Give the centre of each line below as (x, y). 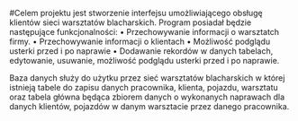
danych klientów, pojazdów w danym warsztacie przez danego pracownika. (149, 106)
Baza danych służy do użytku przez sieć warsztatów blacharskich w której (147, 78)
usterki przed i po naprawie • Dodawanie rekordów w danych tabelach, (141, 51)
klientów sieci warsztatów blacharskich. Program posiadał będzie (131, 22)
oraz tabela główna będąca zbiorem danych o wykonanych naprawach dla (147, 97)
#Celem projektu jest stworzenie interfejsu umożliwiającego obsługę (136, 13)
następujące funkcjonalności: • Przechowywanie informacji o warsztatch (144, 32)
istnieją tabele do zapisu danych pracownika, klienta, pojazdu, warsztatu (144, 87)
